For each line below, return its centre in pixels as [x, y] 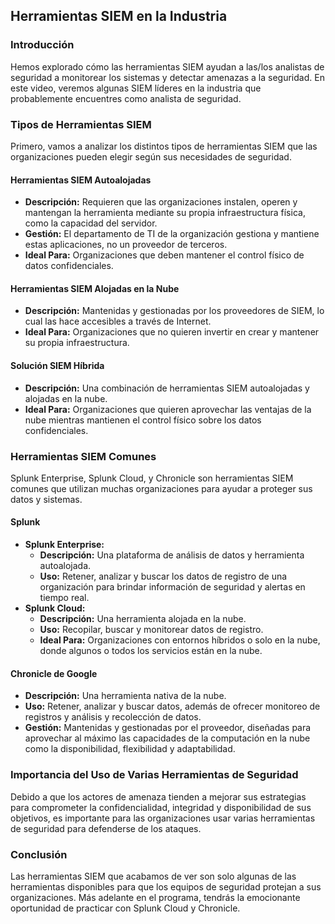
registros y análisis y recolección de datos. [113, 717]
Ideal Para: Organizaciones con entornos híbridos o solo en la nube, [180, 640]
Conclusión [39, 854]
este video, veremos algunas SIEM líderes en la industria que [136, 88]
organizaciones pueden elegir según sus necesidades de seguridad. [151, 156]
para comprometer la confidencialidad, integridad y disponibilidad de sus [161, 807]
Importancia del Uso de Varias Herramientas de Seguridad [154, 775]
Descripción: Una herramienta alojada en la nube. [143, 619]
